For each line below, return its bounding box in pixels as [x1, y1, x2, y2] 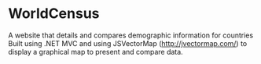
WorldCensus [8, 5, 100, 23]
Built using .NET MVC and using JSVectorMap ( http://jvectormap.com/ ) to [8, 38, 248, 48]
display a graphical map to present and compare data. [8, 47, 183, 56]
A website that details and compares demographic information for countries [8, 30, 254, 40]
